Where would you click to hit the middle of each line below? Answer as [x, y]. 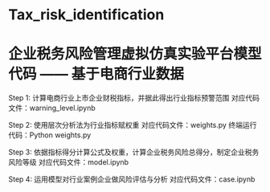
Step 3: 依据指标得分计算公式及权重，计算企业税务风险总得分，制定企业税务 [134, 152]
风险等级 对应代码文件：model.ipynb [69, 162]
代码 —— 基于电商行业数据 [96, 74]
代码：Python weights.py [50, 135]
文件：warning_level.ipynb [52, 108]
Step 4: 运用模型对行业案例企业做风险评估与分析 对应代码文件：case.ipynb [132, 179]
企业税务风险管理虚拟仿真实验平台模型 [135, 54]
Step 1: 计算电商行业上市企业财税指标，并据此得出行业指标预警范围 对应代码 [134, 98]
